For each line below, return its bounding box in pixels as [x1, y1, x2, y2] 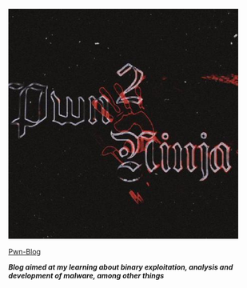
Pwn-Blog [8, 247, 42, 256]
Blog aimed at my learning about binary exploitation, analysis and [8, 262, 233, 272]
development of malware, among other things [8, 271, 165, 280]
